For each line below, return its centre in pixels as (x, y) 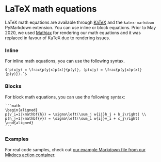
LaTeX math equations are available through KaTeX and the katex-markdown (80, 22)
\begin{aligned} (21, 110)
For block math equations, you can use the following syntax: (65, 97)
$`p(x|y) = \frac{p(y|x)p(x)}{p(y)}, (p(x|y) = (54, 70)
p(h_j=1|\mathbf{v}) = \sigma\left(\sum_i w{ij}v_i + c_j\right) (72, 118)
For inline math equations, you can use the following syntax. (65, 61)
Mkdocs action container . (30, 155)
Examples (17, 139)
